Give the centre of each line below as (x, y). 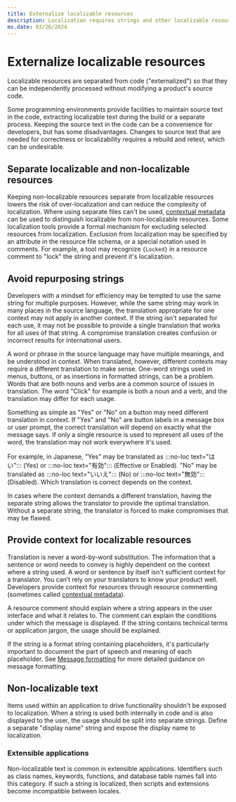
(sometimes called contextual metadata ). (66, 594)
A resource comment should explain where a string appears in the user (110, 607)
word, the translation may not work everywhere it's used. (90, 442)
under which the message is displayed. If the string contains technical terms (118, 623)
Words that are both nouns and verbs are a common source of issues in (111, 383)
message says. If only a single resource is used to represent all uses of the (115, 434)
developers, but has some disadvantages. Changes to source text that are (114, 132)
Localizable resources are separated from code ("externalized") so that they (118, 81)
